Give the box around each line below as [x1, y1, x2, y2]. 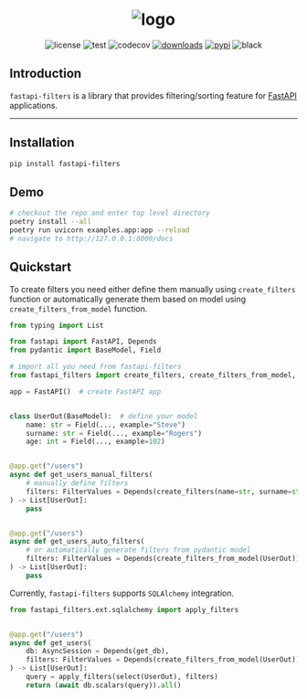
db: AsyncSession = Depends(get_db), [26, 647, 170, 656]
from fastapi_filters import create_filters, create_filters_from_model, [9, 371, 297, 380]
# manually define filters [26, 479, 129, 488]
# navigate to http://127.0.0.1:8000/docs [9, 234, 174, 243]
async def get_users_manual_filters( [9, 471, 153, 480]
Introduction [9, 66, 82, 81]
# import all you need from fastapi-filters [9, 362, 182, 372]
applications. [9, 100, 58, 111]
